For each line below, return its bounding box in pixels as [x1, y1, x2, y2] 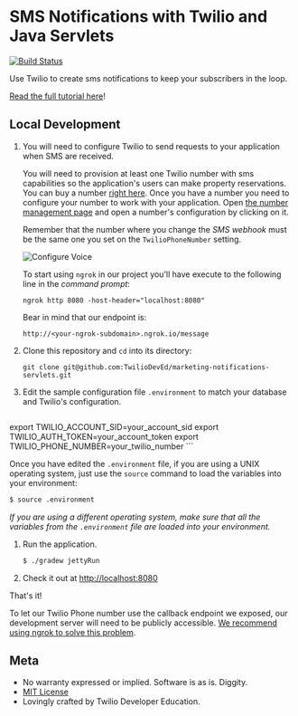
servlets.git [22, 370, 72, 379]
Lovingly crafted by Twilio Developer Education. [22, 696, 200, 707]
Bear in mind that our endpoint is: [22, 311, 147, 322]
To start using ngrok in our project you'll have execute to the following [22, 269, 282, 280]
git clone [22, 362, 61, 372]
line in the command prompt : [22, 278, 131, 289]
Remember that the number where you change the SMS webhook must [22, 224, 287, 234]
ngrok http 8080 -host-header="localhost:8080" [22, 296, 205, 305]
